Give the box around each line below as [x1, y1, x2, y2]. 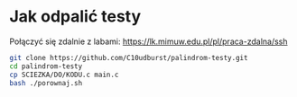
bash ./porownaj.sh [9, 78, 83, 87]
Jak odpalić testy [9, 6, 142, 27]
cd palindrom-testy [9, 61, 83, 71]
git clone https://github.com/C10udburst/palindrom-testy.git [9, 53, 248, 62]
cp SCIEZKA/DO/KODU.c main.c [9, 70, 119, 79]
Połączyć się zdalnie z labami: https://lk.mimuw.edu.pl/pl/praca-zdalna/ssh [9, 36, 288, 47]
